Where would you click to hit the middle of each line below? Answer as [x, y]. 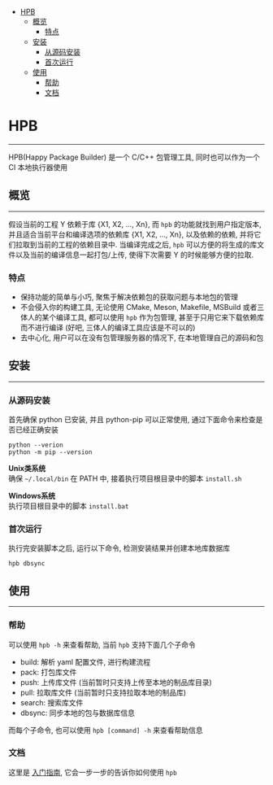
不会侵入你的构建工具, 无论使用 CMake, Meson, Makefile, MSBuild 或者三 [142, 307]
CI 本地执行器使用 [38, 167]
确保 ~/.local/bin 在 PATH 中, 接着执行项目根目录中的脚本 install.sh [125, 478]
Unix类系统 [27, 469]
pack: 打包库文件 [48, 672]
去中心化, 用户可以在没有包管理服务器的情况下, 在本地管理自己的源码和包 [142, 338]
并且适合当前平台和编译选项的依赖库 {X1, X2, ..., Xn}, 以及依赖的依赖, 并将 [131, 234]
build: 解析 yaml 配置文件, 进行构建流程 [85, 661]
